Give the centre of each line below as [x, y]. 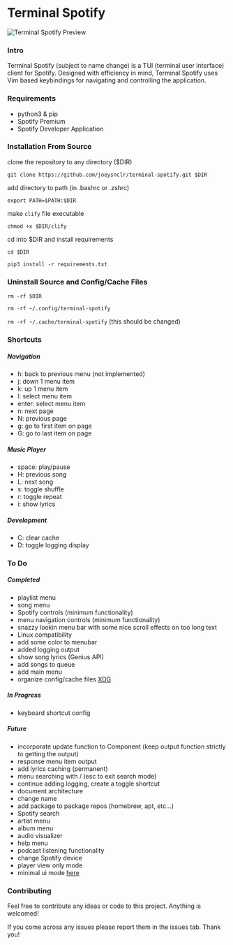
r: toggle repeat [40, 496]
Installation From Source [50, 147]
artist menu [34, 821]
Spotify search [38, 813]
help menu [33, 843]
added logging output [48, 649]
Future [17, 729]
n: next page [35, 411]
